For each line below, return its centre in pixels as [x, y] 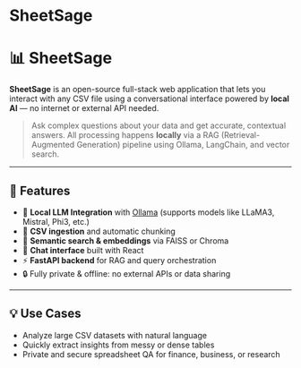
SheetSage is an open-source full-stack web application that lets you [138, 90]
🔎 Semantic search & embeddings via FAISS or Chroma [125, 240]
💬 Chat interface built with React [83, 250]
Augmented [53, 145]
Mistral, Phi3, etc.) [56, 221]
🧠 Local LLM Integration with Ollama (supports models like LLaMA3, [148, 212]
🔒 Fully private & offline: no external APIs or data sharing [126, 273]
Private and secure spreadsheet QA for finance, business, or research [151, 354]
